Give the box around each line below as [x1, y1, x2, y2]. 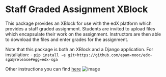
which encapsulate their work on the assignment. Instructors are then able [5, 31, 161, 37]
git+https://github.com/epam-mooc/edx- [68, 52, 153, 58]
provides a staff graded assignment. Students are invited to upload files [5, 25, 155, 31]
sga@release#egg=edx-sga [5, 57, 58, 62]
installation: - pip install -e [5, 52, 66, 58]
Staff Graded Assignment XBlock [5, 4, 148, 15]
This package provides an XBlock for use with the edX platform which [5, 20, 152, 26]
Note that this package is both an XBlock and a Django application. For [5, 46, 154, 52]
